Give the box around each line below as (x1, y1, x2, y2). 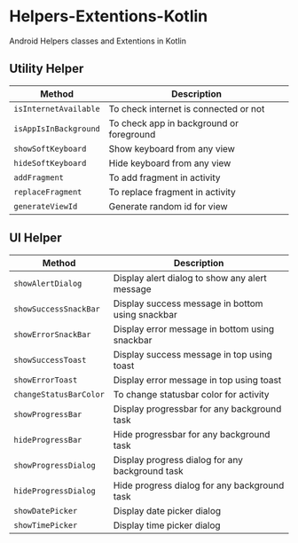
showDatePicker (13, 506, 78, 515)
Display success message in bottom (113, 297, 263, 310)
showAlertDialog (13, 278, 82, 288)
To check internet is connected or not (108, 102, 265, 114)
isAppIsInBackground (13, 123, 100, 134)
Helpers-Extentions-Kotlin (9, 6, 208, 27)
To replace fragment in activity (108, 185, 237, 198)
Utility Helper (9, 61, 84, 76)
